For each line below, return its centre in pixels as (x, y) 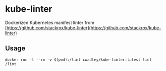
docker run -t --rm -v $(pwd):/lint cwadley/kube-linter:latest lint (79, 60)
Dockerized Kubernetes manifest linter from (50, 23)
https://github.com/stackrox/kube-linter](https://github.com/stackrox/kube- (84, 27)
